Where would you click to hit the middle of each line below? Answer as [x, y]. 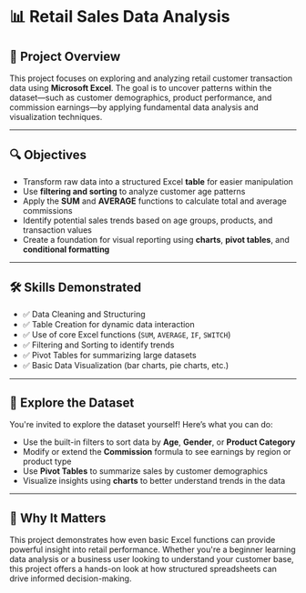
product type [47, 462]
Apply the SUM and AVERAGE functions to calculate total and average [154, 201]
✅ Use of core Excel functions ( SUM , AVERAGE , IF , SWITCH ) [127, 334]
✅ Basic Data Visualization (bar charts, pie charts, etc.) [126, 365]
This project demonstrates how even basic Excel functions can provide [143, 540]
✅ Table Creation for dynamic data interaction [109, 324]
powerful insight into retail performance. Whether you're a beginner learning [153, 549]
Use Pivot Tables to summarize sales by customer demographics [145, 471]
